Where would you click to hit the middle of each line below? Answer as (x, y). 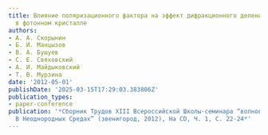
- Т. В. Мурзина (35, 75)
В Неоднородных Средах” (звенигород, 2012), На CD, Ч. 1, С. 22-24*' (133, 119)
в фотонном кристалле (51, 23)
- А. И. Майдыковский (44, 67)
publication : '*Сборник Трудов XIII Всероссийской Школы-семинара (121, 112)
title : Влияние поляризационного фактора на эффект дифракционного (123, 15)
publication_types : (41, 97)
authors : (23, 30)
